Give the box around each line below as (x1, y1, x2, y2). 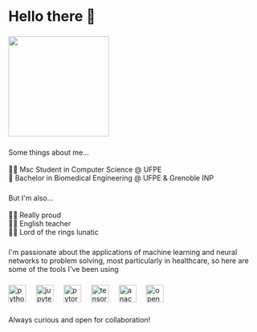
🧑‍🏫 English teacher (8, 218, 71, 228)
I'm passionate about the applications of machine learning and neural (8, 247, 238, 257)
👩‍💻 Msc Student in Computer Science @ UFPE (8, 164, 162, 175)
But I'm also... (8, 192, 54, 203)
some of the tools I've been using (8, 264, 119, 273)
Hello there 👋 (8, 7, 96, 26)
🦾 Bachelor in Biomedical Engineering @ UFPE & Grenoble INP (8, 173, 214, 183)
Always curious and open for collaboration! (8, 314, 151, 324)
